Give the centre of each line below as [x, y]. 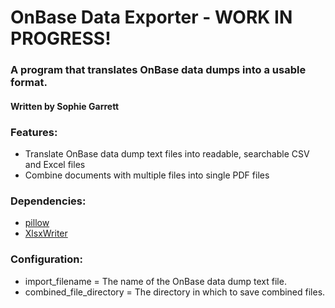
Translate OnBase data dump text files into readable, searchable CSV [167, 154]
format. [29, 83]
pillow [37, 223]
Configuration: [46, 259]
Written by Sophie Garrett [65, 106]
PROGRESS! [61, 38]
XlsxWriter [46, 233]
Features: [34, 132]
